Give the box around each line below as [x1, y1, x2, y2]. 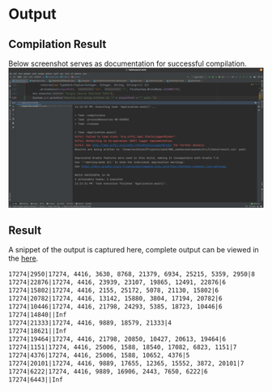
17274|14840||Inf [8, 311, 67, 319]
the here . [8, 253, 39, 264]
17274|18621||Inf [8, 327, 67, 335]
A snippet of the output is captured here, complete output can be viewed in [8, 245, 259, 255]
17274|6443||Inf [8, 376, 63, 384]
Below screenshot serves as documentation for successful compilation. [8, 58, 247, 68]
